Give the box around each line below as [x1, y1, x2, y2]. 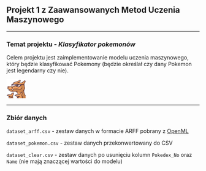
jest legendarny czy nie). [6, 67, 69, 74]
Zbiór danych [6, 113, 47, 122]
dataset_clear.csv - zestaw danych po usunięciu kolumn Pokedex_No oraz [6, 151, 193, 159]
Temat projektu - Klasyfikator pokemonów [6, 40, 136, 48]
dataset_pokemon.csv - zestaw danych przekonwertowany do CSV [6, 139, 173, 146]
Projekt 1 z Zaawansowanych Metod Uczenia [6, 5, 180, 15]
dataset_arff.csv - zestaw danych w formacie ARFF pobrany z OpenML [6, 127, 189, 135]
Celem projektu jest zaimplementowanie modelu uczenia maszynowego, [6, 54, 189, 61]
